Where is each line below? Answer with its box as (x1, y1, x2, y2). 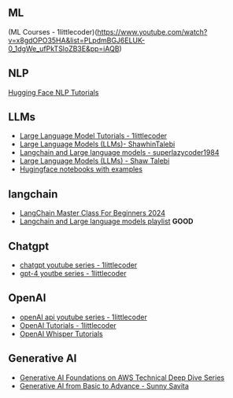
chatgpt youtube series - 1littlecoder (19, 260, 138, 270)
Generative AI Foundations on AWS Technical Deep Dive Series (19, 373, 225, 382)
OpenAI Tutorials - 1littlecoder (19, 320, 116, 330)
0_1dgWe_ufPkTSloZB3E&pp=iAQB (8, 43, 120, 53)
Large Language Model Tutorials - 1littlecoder (19, 131, 168, 141)
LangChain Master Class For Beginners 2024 (19, 208, 165, 218)
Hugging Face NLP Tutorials (8, 87, 99, 97)
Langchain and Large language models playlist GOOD (19, 216, 194, 227)
